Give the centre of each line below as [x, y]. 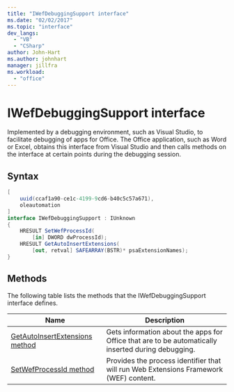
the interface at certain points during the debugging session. [94, 155]
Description [165, 320]
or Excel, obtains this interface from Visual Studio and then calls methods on [117, 147]
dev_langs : [23, 33]
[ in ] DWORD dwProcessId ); [70, 237]
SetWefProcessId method [53, 369]
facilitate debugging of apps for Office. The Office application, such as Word [117, 139]
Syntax [23, 176]
